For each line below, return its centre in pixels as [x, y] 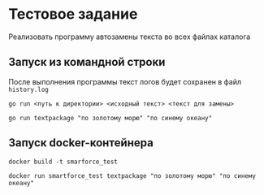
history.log [28, 89]
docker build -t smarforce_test [63, 162]
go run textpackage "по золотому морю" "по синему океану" [110, 118]
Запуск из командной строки [87, 62]
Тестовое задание [73, 14]
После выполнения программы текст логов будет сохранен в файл [125, 81]
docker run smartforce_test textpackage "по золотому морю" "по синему [132, 175]
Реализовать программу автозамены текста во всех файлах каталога [130, 37]
